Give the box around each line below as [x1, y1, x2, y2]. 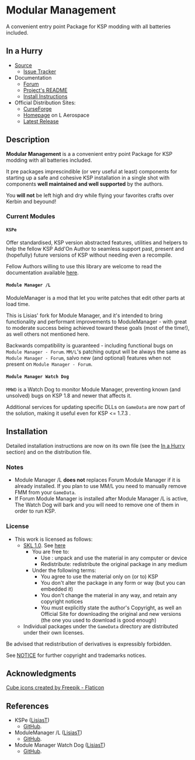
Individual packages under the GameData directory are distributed [23, 622, 178, 630]
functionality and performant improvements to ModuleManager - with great [6, 318, 187, 325]
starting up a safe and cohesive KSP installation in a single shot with [6, 174, 170, 181]
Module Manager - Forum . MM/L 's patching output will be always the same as [6, 348, 187, 355]
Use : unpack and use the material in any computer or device [40, 554, 188, 561]
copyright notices [40, 598, 83, 605]
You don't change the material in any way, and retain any [40, 591, 177, 598]
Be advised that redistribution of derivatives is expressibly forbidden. [6, 640, 172, 647]
